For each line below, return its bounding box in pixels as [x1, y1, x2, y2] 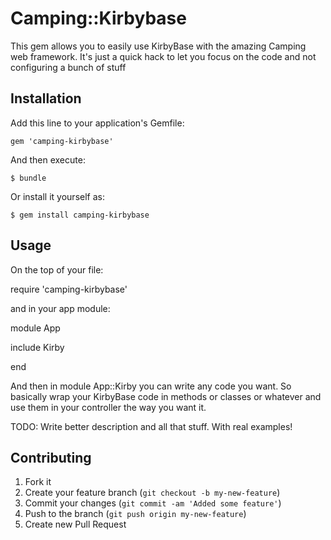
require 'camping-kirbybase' [10, 283, 128, 295]
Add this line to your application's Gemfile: [10, 117, 185, 129]
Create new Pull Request [24, 518, 127, 531]
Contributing [10, 449, 92, 466]
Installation [10, 90, 82, 107]
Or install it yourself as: [10, 190, 105, 202]
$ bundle [10, 173, 47, 183]
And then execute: [10, 153, 86, 166]
